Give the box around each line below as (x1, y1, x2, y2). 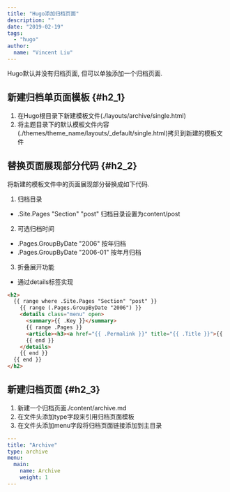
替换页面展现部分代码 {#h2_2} (7, 160, 137, 172)
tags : (7, 29, 23, 37)
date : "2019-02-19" (7, 23, 64, 30)
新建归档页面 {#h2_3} (7, 384, 101, 396)
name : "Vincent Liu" (13, 50, 73, 57)
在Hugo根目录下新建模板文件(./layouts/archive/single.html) (17, 111, 187, 119)
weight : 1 (20, 474, 49, 482)
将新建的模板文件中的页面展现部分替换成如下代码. (7, 179, 150, 188)
